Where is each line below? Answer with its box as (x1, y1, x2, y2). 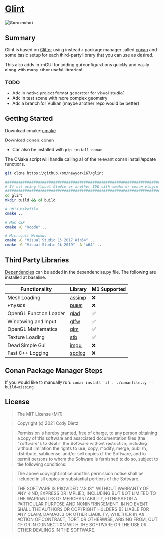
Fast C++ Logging (7, 350, 49, 357)
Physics (7, 302, 26, 309)
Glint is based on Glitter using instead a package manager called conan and (5, 47, 157, 52)
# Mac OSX (5, 220, 25, 225)
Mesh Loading (7, 294, 41, 301)
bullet (70, 302, 83, 309)
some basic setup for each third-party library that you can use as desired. (5, 52, 154, 58)
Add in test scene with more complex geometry (12, 95, 108, 101)
